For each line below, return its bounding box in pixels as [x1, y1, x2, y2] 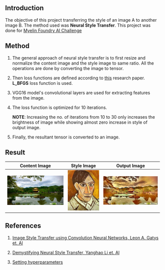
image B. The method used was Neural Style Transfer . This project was [5, 22, 151, 28]
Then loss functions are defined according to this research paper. [12, 75, 145, 81]
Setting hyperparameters [12, 259, 63, 265]
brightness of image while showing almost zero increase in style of [12, 119, 148, 125]
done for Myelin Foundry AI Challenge [5, 27, 82, 34]
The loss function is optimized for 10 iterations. [12, 104, 107, 110]
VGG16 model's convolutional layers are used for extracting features [12, 90, 151, 96]
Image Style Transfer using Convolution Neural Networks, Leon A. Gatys [12, 235, 159, 240]
